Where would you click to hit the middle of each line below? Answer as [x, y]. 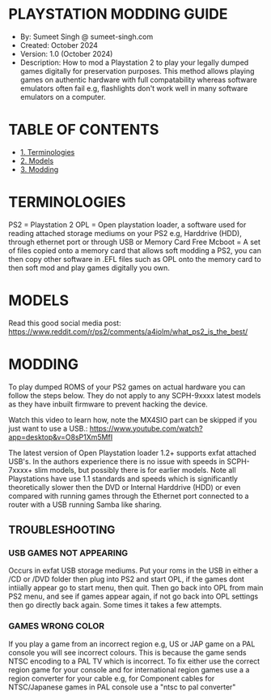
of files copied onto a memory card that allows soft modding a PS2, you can [135, 250]
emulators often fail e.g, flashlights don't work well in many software [134, 88]
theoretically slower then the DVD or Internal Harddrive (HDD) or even [125, 487]
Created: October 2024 [59, 45]
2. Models [37, 161]
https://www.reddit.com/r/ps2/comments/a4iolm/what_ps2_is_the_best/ [128, 331]
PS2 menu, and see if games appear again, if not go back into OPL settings [133, 596]
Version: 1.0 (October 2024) [66, 54]
